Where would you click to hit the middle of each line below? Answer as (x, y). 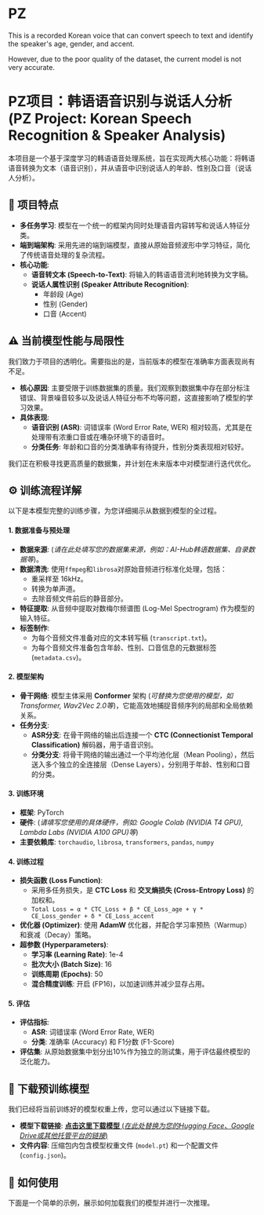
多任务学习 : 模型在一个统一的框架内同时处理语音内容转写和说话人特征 (131, 225)
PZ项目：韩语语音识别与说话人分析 (120, 102)
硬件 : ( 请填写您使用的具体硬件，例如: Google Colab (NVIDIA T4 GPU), (131, 822)
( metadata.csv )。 (58, 657)
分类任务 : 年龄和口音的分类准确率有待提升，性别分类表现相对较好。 (139, 446)
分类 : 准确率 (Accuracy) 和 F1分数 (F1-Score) (103, 1042)
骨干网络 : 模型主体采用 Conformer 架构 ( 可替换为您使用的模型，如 (126, 695)
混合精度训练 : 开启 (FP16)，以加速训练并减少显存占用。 (120, 984)
